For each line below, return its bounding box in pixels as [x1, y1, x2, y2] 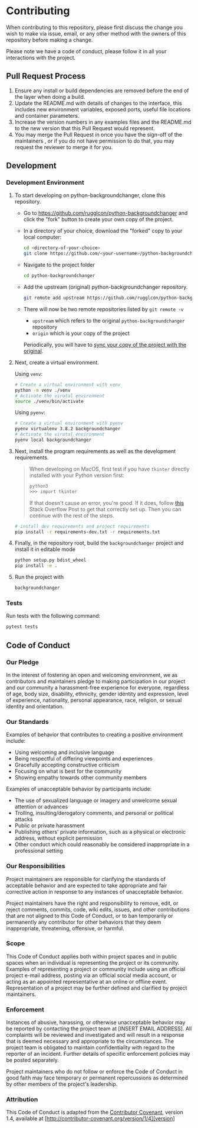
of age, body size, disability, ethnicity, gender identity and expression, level [6, 690, 189, 697]
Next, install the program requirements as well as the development [14, 447, 176, 455]
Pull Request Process [6, 71, 86, 81]
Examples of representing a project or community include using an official [6, 965, 186, 972]
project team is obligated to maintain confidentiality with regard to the [6, 1044, 175, 1051]
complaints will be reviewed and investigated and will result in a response [6, 1032, 184, 1039]
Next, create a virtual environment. [14, 359, 99, 366]
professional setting [14, 847, 63, 855]
